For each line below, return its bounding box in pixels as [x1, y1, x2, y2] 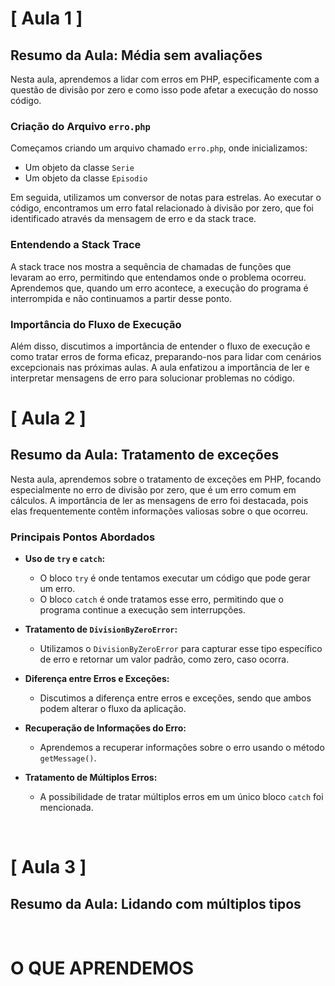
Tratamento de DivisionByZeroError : [24, 623, 178, 636]
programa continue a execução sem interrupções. [39, 604, 247, 616]
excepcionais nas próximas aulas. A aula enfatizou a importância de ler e [10, 361, 310, 373]
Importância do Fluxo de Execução [10, 317, 182, 331]
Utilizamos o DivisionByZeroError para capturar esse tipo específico [39, 643, 323, 655]
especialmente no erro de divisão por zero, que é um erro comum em [10, 483, 297, 496]
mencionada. [39, 802, 94, 814]
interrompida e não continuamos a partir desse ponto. [10, 292, 233, 304]
